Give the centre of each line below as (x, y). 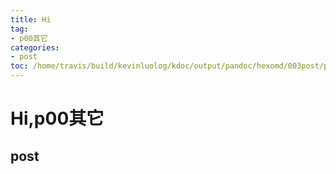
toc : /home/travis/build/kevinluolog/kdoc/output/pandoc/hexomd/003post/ (167, 66)
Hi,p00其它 (57, 118)
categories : (35, 47)
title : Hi (31, 19)
